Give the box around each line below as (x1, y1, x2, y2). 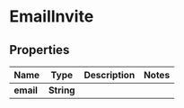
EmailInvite (9, 6, 94, 27)
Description (83, 69, 136, 81)
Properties (9, 42, 70, 58)
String (48, 84, 75, 96)
